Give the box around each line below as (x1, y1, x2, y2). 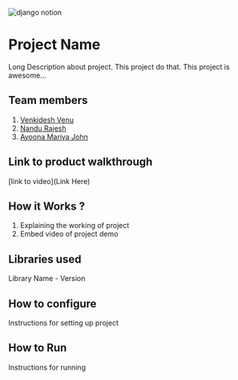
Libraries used (8, 252, 82, 266)
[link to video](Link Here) (8, 176, 91, 186)
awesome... (8, 70, 46, 80)
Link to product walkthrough (8, 155, 153, 169)
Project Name (8, 36, 101, 54)
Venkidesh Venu (19, 114, 75, 124)
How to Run (8, 341, 67, 355)
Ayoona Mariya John (19, 132, 88, 142)
